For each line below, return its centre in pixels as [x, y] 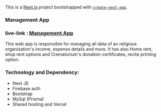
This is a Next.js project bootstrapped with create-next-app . [66, 7]
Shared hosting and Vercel [39, 104]
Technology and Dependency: [42, 73]
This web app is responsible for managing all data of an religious [71, 44]
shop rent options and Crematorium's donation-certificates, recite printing [81, 54]
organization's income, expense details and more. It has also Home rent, [79, 49]
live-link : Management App [39, 33]
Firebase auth [26, 88]
